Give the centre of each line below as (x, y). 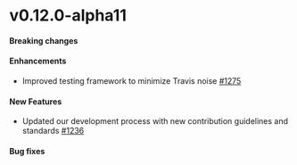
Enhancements (38, 61)
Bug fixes (27, 151)
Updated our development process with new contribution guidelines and (155, 121)
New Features (36, 101)
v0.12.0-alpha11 (68, 16)
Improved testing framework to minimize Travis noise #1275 (132, 80)
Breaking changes (44, 40)
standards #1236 (53, 131)
